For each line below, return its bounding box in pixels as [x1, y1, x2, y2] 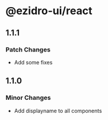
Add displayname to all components [14, 107, 102, 114]
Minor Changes [5, 93, 51, 102]
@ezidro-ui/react [5, 4, 93, 18]
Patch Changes [5, 46, 51, 54]
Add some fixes [14, 59, 53, 66]
